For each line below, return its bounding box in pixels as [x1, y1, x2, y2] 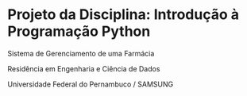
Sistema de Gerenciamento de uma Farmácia [7, 48, 155, 58]
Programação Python [7, 22, 151, 40]
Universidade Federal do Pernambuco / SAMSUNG [7, 79, 174, 89]
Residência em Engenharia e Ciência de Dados [7, 63, 160, 73]
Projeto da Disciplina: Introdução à [7, 6, 240, 24]
